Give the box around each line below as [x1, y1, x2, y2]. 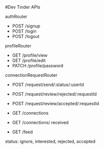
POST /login [12, 28, 37, 34]
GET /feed [12, 129, 33, 135]
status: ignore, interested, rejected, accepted [5, 139, 96, 144]
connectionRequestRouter [5, 72, 58, 78]
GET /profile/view [12, 52, 48, 58]
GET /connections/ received [12, 120, 69, 125]
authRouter [5, 14, 28, 19]
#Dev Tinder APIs [5, 4, 41, 10]
